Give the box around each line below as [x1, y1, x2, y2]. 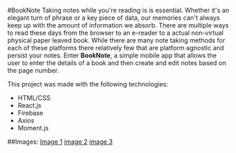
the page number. [7, 67, 60, 74]
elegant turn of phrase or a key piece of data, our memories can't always [7, 13, 220, 22]
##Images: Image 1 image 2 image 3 [7, 137, 113, 146]
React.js [17, 101, 42, 109]
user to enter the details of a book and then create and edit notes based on [7, 59, 227, 67]
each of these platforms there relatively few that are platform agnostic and [7, 44, 225, 52]
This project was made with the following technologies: [7, 80, 169, 88]
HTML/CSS [17, 93, 51, 102]
